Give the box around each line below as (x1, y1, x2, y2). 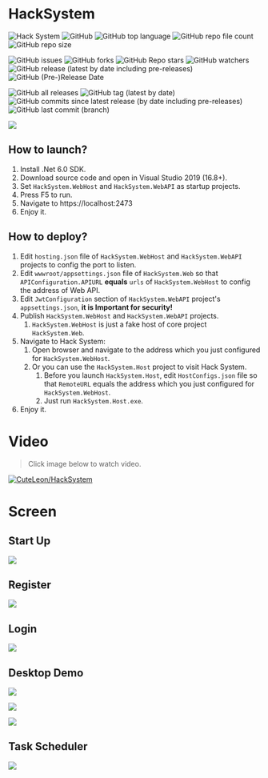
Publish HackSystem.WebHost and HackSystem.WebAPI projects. (19, 311, 219, 320)
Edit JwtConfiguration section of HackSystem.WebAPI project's (19, 294, 222, 303)
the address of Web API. (19, 285, 101, 295)
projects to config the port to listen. (19, 259, 137, 269)
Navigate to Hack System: (19, 336, 106, 346)
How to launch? (8, 143, 88, 157)
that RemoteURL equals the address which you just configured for (43, 379, 254, 388)
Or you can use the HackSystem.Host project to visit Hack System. (31, 362, 247, 371)
